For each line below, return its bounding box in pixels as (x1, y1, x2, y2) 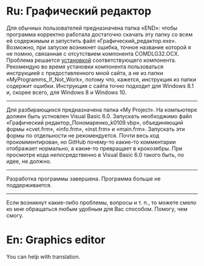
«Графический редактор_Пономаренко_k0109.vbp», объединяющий (6, 119, 183, 126)
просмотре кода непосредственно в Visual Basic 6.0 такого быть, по (6, 151, 184, 158)
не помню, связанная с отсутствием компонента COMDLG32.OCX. (6, 50, 180, 57)
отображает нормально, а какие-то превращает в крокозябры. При (6, 144, 183, 152)
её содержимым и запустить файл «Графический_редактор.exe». (6, 37, 177, 44)
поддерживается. (6, 181, 52, 188)
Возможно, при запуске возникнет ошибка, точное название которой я (6, 44, 191, 51)
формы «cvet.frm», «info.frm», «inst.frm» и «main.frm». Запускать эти (6, 125, 185, 133)
